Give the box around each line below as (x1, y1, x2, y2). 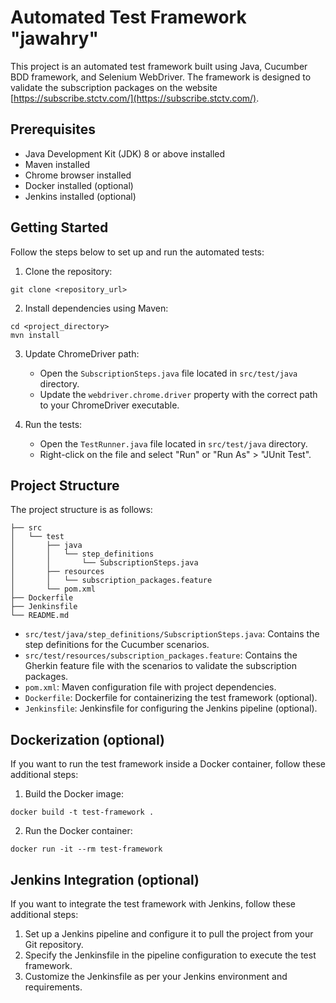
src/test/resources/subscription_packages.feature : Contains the (24, 649, 298, 661)
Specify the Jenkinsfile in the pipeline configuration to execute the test (24, 949, 317, 961)
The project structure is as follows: (10, 504, 153, 516)
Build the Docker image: (24, 788, 125, 800)
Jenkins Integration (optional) (10, 871, 200, 888)
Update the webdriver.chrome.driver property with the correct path (39, 388, 318, 400)
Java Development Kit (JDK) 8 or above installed (24, 147, 226, 160)
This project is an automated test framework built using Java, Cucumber (10, 60, 308, 72)
